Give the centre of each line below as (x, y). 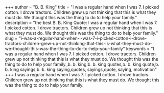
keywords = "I (140, 49)
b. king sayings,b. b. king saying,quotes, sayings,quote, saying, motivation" (81, 70)
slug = (12, 38)
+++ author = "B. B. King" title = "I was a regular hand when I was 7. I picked (82, 7)
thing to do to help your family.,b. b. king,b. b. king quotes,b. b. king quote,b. (82, 64)
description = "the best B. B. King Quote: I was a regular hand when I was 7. (81, 23)
